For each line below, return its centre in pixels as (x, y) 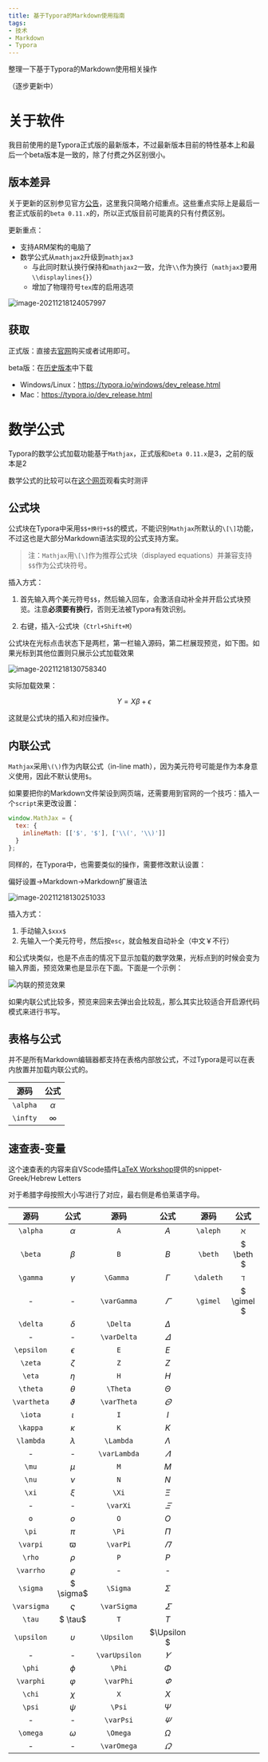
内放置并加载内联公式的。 (50, 1069)
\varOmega (119, 1746)
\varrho (31, 1570)
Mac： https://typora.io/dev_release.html (86, 394)
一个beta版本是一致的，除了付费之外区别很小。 (92, 155)
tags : (17, 23)
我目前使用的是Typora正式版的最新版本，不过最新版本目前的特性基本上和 (128, 145)
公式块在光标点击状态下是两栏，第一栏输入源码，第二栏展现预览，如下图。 (130, 643)
